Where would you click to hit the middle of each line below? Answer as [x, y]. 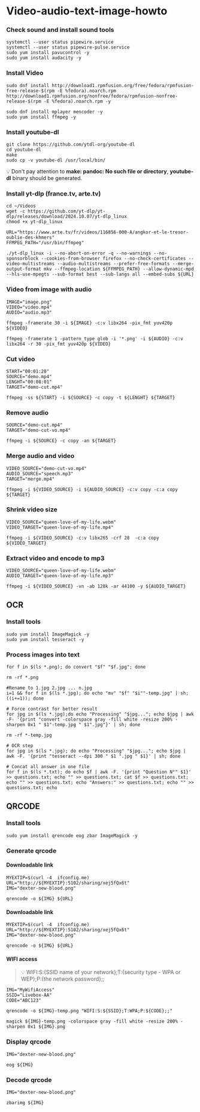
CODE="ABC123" [24, 1000]
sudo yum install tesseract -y [45, 639]
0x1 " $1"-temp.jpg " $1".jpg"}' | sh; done [84, 725]
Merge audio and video [40, 456]
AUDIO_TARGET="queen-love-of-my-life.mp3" [60, 576]
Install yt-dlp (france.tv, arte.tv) [54, 194]
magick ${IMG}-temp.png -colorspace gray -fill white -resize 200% [92, 1021]
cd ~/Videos [21, 206]
